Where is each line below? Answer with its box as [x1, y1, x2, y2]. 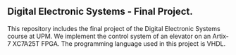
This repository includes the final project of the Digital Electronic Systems [7, 24, 221, 32]
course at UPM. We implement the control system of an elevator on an [7, 32, 211, 40]
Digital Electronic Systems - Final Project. [7, 6, 194, 18]
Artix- [212, 32, 229, 40]
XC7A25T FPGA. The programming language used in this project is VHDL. [12, 39, 226, 48]
